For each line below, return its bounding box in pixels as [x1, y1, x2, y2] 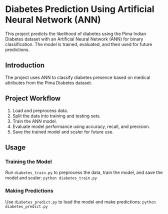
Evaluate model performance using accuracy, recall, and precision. [12, 123, 150, 129]
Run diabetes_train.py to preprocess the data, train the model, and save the [5, 169, 163, 175]
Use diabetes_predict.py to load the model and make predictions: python [5, 198, 156, 204]
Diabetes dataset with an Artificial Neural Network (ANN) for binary [5, 36, 143, 42]
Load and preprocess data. [12, 107, 68, 113]
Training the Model [5, 158, 52, 165]
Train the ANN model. [12, 118, 57, 124]
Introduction [5, 61, 45, 69]
